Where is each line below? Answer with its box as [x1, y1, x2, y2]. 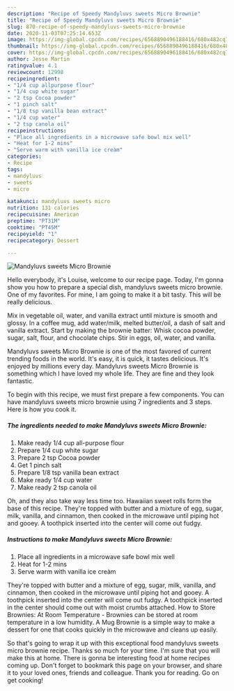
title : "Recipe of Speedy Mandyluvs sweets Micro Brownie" [7, 17, 182, 24]
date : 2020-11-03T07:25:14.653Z [7, 29, 101, 37]
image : [7, 36, 26, 43]
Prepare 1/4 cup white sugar [17, 446, 99, 454]
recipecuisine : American [7, 211, 79, 218]
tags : [7, 165, 23, 173]
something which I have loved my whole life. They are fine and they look [7, 369, 214, 378]
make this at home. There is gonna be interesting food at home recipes [7, 654, 210, 662]
